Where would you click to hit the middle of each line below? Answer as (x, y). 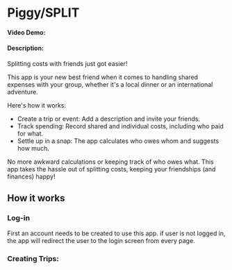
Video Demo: (26, 32)
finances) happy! (31, 176)
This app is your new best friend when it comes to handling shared (103, 77)
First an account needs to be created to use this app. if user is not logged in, (116, 233)
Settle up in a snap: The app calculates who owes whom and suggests (118, 141)
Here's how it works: (37, 105)
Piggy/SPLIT (43, 13)
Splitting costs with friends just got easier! (67, 63)
